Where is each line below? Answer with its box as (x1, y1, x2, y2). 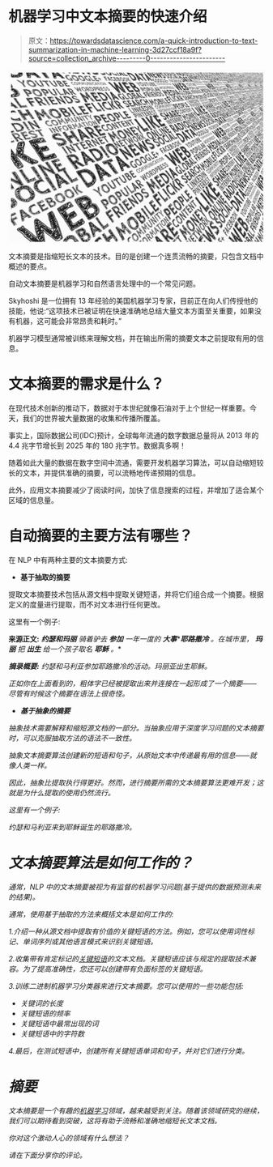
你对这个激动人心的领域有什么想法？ (8, 1133, 130, 1143)
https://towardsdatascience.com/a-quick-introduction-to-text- (49, 36, 258, 45)
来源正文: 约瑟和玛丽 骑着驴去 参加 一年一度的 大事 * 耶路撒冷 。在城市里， (8, 633, 254, 644)
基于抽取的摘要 (19, 572, 70, 581)
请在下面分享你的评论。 (8, 1150, 87, 1160)
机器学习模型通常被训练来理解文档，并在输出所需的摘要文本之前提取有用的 (8, 333, 257, 343)
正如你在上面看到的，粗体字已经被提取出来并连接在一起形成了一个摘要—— (8, 678, 258, 688)
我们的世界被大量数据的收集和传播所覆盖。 (22, 413, 164, 423)
